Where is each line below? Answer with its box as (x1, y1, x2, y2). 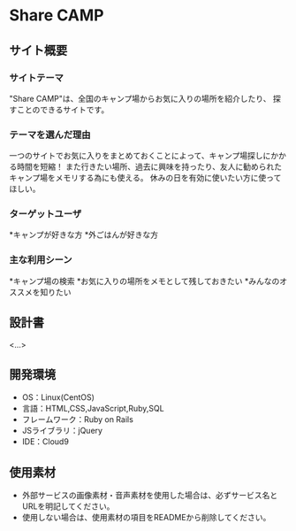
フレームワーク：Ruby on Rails (21, 414, 134, 425)
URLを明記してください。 (21, 501, 115, 512)
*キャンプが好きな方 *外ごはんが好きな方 (9, 229, 159, 240)
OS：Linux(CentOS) (21, 392, 95, 403)
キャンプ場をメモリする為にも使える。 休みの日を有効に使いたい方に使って (9, 173, 282, 183)
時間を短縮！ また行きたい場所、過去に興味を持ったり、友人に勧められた (16, 161, 283, 173)
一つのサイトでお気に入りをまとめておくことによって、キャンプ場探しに (9, 150, 271, 161)
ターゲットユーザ (9, 208, 82, 220)
